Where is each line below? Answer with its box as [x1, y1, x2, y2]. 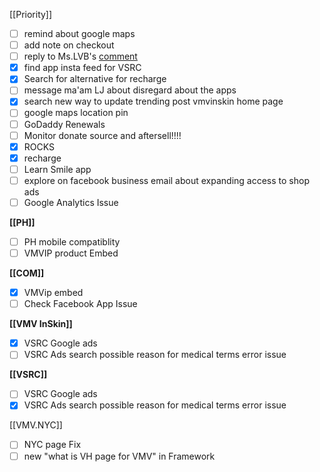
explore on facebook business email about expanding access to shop [23, 174, 310, 186]
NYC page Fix [23, 439, 82, 451]
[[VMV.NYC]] [9, 419, 63, 431]
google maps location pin [23, 107, 129, 119]
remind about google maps [23, 28, 136, 39]
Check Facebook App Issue [23, 298, 138, 310]
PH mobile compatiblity [23, 235, 121, 248]
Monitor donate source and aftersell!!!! [23, 129, 182, 141]
